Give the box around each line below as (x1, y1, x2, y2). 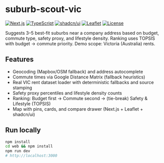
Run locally (5, 126, 41, 134)
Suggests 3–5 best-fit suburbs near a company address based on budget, (5, 30, 159, 36)
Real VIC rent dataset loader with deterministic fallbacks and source (12, 79, 154, 85)
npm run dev (5, 148, 30, 154)
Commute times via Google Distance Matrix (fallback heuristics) (12, 74, 145, 80)
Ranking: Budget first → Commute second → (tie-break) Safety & (12, 95, 148, 101)
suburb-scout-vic (5, 4, 82, 15)
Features (5, 55, 34, 64)
